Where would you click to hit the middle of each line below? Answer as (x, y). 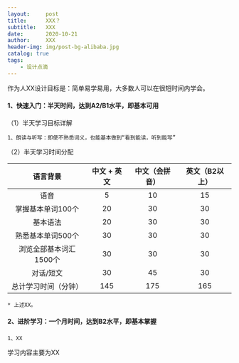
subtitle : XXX (31, 27)
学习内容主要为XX (34, 352)
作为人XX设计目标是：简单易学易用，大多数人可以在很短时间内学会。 (108, 88)
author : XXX (31, 41)
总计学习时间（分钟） (47, 286)
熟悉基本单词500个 (47, 236)
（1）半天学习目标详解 (40, 122)
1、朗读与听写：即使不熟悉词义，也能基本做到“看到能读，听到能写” (92, 137)
